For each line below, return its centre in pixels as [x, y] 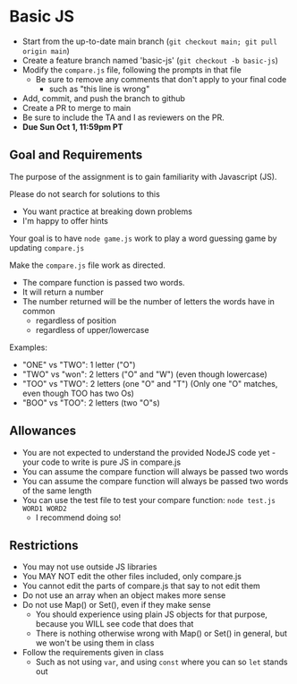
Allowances [43, 431]
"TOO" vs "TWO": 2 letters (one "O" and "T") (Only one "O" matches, [150, 383]
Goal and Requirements [76, 155]
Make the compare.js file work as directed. [87, 265]
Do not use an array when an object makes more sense [124, 595]
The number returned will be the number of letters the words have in [148, 301]
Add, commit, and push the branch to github [104, 98]
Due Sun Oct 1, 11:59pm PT [72, 126]
